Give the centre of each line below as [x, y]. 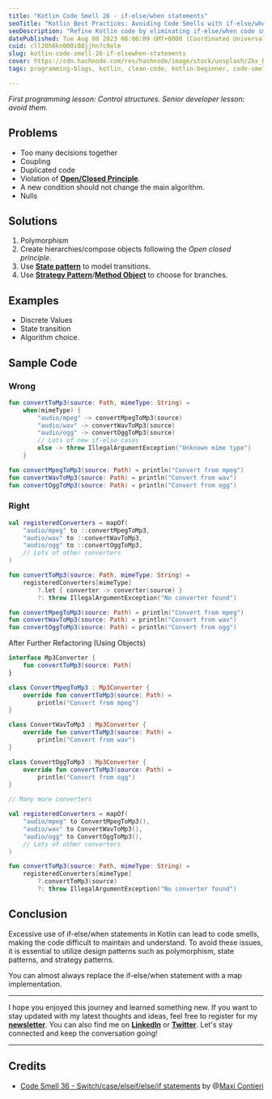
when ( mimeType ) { [52, 410]
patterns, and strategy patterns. [62, 959]
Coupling [35, 161]
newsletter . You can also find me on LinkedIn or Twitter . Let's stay [121, 1024]
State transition [45, 328]
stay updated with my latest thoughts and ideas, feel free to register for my [133, 1015]
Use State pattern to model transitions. [85, 266]
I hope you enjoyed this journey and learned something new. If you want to [133, 1007]
